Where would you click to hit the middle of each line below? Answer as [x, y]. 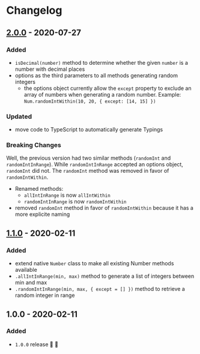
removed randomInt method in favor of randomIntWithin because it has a [104, 208]
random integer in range [45, 295]
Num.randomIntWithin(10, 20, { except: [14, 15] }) [90, 101]
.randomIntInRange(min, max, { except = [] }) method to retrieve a [100, 289]
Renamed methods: [39, 189]
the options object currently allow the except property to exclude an [108, 88]
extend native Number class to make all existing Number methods [94, 263]
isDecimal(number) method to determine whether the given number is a [101, 62]
